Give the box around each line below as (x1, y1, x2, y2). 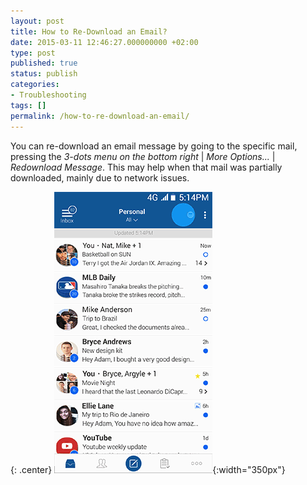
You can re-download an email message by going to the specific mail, (10, 140, 298, 152)
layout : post (10, 16, 65, 26)
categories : (10, 80, 60, 90)
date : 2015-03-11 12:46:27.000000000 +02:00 (10, 37, 199, 47)
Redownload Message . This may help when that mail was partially (10, 161, 283, 173)
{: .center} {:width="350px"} (10, 463, 286, 475)
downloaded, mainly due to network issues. (10, 171, 190, 184)
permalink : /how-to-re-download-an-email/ (10, 111, 190, 121)
